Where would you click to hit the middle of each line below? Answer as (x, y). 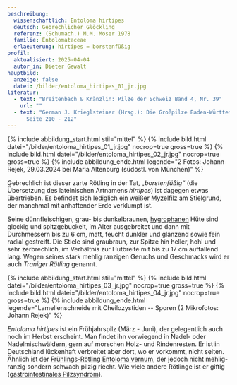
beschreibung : (28, 14)
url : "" (31, 106)
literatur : (23, 93)
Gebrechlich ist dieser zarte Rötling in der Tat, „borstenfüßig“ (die (103, 183)
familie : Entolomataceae (50, 40)
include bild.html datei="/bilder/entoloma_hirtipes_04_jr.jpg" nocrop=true (114, 292)
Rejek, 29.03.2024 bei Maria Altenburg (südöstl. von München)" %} (105, 169)
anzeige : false (36, 79)
